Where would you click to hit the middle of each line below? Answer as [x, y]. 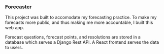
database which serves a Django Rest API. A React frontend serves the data [82, 42]
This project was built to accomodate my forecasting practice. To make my [81, 18]
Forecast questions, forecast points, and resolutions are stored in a [73, 37]
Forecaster [18, 7]
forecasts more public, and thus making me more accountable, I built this [79, 22]
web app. [15, 28]
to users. [14, 48]
